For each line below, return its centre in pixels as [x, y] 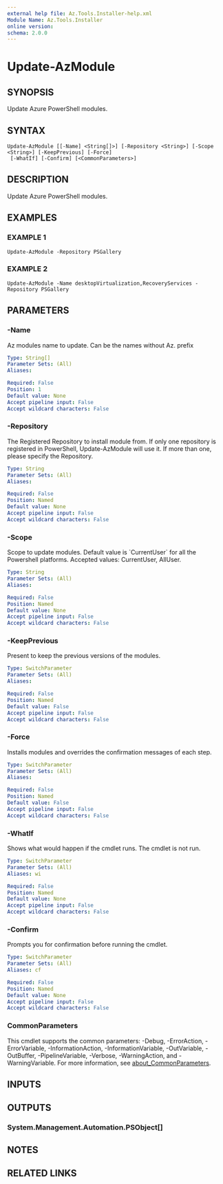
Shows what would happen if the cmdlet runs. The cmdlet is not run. [104, 848]
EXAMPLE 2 [28, 269]
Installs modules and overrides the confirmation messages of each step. [109, 752]
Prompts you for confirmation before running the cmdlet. [87, 945]
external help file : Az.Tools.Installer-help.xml [80, 13]
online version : [30, 26]
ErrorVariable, [27, 1048]
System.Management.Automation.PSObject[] [85, 1127]
